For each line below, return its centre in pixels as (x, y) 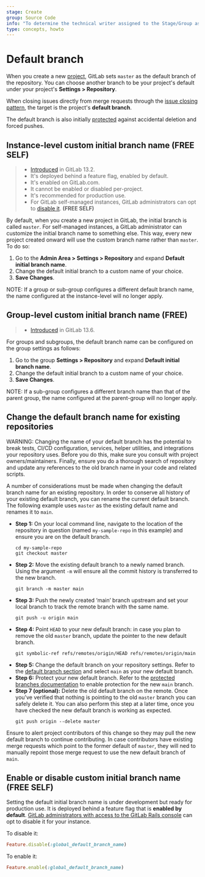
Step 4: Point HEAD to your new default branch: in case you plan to (98, 629)
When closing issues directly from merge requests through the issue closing (102, 101)
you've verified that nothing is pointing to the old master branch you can (106, 697)
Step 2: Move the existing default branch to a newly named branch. (100, 564)
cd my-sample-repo (38, 548)
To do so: (18, 246)
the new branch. (36, 577)
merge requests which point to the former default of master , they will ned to (101, 746)
